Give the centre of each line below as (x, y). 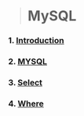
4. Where (26, 103)
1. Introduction (36, 41)
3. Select (26, 82)
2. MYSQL (28, 62)
